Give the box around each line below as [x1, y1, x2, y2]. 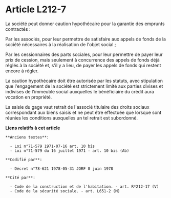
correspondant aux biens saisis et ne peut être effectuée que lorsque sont [5, 109, 162, 115]
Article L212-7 [5, 4, 67, 15]
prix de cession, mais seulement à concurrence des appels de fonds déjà [5, 56, 160, 63]
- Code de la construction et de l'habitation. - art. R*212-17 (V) [10, 184, 159, 189]
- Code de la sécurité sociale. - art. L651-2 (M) [10, 188, 120, 193]
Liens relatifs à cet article [5, 125, 60, 131]
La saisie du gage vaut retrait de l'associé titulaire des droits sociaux [5, 104, 150, 110]
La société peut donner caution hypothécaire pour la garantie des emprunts [5, 21, 165, 27]
